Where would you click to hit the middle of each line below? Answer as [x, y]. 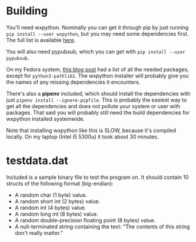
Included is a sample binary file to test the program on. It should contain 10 [97, 177]
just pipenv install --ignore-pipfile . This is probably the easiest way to [97, 100]
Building [27, 11]
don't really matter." [39, 232]
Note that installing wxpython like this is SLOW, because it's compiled [91, 130]
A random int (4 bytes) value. [50, 208]
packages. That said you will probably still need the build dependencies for [98, 112]
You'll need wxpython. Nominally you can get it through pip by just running [97, 27]
